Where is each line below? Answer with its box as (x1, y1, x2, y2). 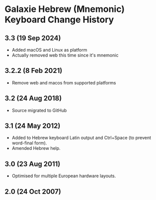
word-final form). (11, 140, 47, 146)
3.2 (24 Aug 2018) (4, 94, 62, 103)
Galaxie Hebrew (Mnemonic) (4, 3, 125, 15)
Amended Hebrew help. (11, 145, 61, 151)
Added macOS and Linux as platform (11, 47, 87, 53)
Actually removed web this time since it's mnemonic (11, 52, 119, 58)
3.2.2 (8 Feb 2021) (4, 67, 63, 75)
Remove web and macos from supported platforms (11, 79, 116, 85)
